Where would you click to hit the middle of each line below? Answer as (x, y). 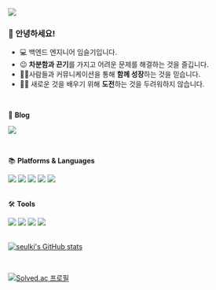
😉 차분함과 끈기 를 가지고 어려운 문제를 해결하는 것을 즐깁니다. (114, 64)
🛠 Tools (22, 204)
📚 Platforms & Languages (52, 161)
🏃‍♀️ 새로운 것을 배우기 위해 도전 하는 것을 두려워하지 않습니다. (112, 84)
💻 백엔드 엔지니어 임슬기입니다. (68, 52)
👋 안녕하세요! (32, 33)
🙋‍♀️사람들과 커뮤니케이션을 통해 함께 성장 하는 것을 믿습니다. (110, 75)
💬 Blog (19, 115)
